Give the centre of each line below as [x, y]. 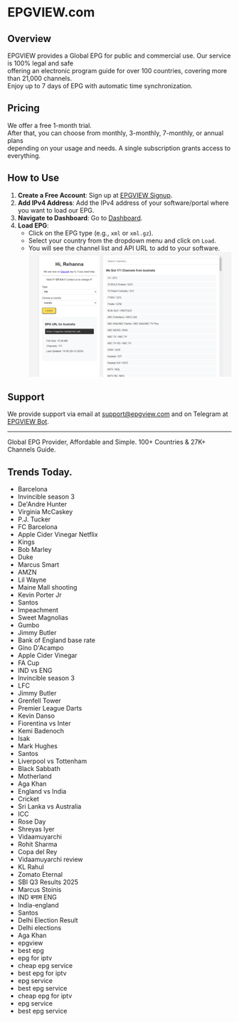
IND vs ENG [35, 670]
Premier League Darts [50, 708]
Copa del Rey [37, 851]
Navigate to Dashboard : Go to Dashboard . [80, 218]
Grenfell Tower [39, 701]
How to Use [33, 178]
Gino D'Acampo [41, 647]
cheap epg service [45, 965]
